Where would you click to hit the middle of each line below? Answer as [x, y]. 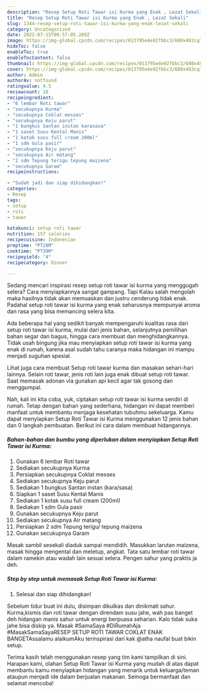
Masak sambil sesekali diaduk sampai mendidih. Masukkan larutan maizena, [103, 545]
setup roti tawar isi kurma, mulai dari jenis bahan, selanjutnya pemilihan [97, 330]
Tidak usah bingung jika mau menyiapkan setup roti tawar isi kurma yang [100, 343]
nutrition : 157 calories [39, 234]
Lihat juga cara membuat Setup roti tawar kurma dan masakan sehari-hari [100, 368]
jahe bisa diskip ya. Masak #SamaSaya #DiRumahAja [74, 626]
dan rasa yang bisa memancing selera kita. [61, 311]
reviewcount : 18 [28, 92]
